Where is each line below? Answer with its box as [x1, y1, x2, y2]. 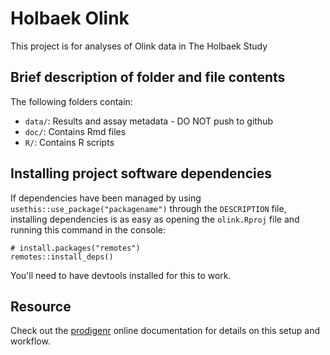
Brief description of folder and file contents [10, 69, 286, 86]
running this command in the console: [10, 223, 167, 236]
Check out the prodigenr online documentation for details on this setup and [10, 325, 321, 337]
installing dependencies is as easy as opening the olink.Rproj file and [10, 213, 300, 225]
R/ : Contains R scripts [24, 136, 115, 148]
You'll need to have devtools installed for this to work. [10, 269, 232, 281]
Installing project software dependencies [10, 165, 272, 182]
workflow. [10, 335, 51, 347]
